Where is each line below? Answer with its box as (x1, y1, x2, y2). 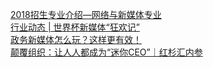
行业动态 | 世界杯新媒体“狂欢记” (10, 21, 140, 33)
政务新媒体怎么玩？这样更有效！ (10, 34, 142, 45)
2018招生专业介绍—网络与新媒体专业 (10, 9, 162, 20)
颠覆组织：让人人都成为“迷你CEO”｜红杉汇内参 (10, 46, 203, 58)
